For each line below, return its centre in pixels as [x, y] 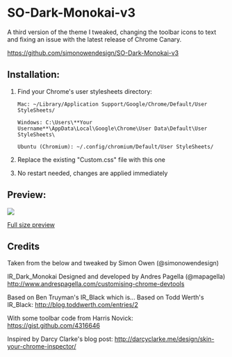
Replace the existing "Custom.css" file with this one [91, 159]
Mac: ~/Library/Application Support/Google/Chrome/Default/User [112, 104]
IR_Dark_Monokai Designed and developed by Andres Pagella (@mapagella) [116, 276]
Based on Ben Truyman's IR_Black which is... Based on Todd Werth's [106, 297]
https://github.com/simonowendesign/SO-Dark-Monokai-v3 [93, 53]
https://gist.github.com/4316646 [54, 326]
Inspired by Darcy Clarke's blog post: [60, 339]
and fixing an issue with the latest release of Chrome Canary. [94, 39]
